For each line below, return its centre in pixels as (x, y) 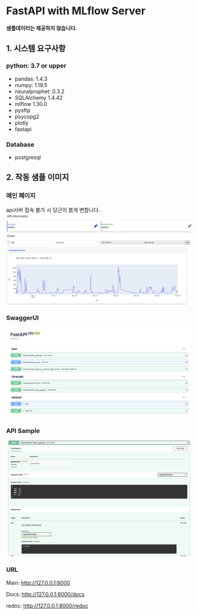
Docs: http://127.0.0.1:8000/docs (45, 594)
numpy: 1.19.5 (31, 85)
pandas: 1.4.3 (31, 79)
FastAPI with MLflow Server (76, 11)
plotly (22, 123)
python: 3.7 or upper (36, 66)
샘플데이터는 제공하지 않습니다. (42, 28)
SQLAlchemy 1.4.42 (39, 97)
